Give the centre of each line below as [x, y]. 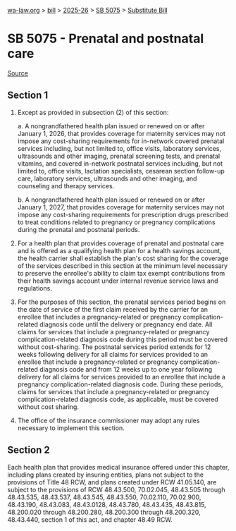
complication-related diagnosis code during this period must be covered [122, 339]
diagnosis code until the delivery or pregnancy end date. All [126, 324]
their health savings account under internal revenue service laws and [118, 281]
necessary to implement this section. [71, 428]
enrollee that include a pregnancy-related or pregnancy [98, 362]
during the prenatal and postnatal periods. [79, 229]
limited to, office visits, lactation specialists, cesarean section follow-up [121, 171]
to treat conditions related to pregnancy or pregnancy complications [117, 222]
